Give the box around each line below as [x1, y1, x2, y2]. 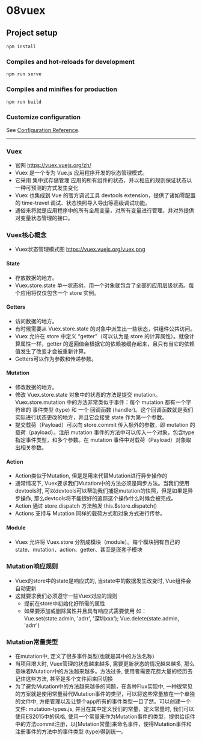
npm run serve [6, 71, 42, 77]
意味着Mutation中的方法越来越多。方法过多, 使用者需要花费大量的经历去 [14, 667, 193, 675]
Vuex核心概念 [6, 231, 47, 239]
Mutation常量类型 [6, 637, 58, 646]
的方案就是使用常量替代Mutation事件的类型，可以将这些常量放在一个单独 [14, 690, 195, 698]
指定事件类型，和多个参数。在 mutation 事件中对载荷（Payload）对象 [14, 437, 186, 444]
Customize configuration [6, 113, 81, 121]
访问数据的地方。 [14, 317, 58, 324]
